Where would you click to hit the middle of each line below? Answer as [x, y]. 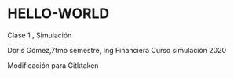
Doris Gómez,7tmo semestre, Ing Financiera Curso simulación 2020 [117, 50]
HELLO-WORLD [58, 14]
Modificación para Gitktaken [53, 65]
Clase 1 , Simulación [40, 35]
